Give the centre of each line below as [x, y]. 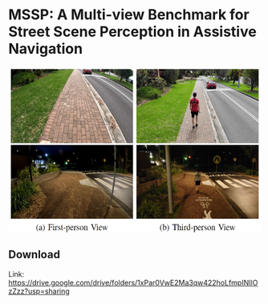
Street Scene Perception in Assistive [132, 32]
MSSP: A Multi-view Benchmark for [129, 15]
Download [34, 255]
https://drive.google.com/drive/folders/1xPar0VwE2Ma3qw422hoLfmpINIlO [133, 282]
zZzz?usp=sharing [39, 291]
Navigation [45, 49]
